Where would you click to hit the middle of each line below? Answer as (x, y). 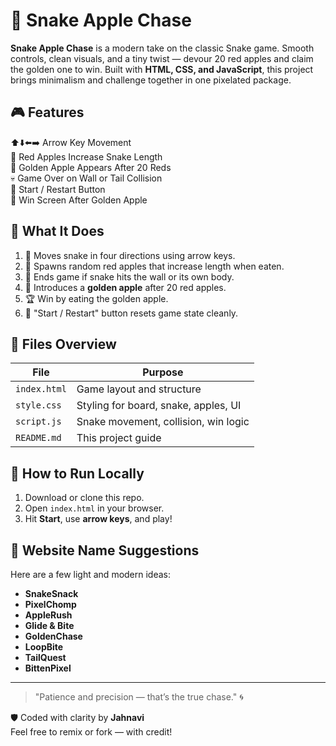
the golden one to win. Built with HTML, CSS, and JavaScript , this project (162, 69)
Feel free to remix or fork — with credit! (91, 732)
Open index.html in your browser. (94, 508)
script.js (38, 422)
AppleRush (48, 615)
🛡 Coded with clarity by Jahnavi (77, 717)
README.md (38, 438)
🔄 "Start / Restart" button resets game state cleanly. (131, 313)
